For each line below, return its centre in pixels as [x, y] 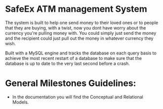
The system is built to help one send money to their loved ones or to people [82, 23]
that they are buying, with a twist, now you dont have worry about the [76, 27]
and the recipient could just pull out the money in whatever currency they [79, 38]
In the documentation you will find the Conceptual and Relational [78, 97]
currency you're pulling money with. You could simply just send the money [81, 33]
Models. [20, 102]
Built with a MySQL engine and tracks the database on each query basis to [81, 53]
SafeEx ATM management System [76, 9]
